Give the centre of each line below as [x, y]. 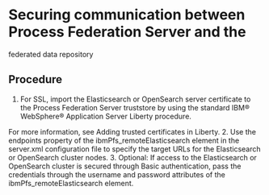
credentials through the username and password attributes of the [117, 174]
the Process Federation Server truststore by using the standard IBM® [135, 107]
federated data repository [51, 54]
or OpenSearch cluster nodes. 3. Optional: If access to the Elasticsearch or [132, 157]
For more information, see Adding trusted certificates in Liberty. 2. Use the [132, 131]
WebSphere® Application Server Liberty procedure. [106, 116]
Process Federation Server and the [127, 32]
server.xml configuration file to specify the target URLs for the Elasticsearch [134, 149]
